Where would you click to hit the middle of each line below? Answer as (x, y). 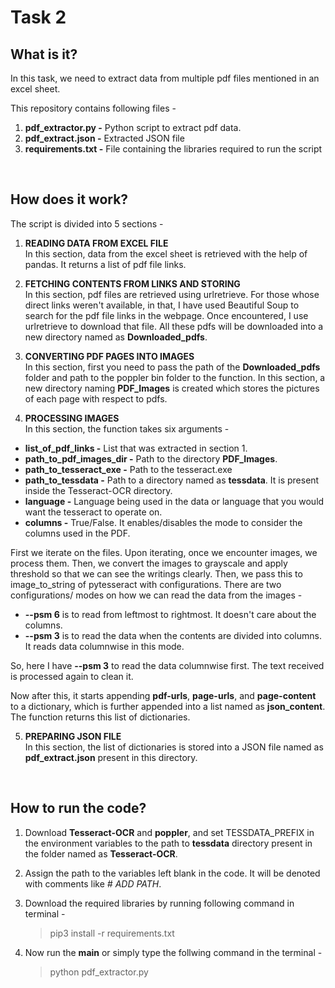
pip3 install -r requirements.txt (112, 933)
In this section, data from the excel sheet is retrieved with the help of (166, 253)
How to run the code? (78, 808)
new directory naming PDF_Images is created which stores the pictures (172, 388)
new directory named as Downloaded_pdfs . (116, 337)
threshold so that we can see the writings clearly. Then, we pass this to (156, 573)
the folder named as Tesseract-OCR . (101, 853)
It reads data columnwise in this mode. (104, 646)
